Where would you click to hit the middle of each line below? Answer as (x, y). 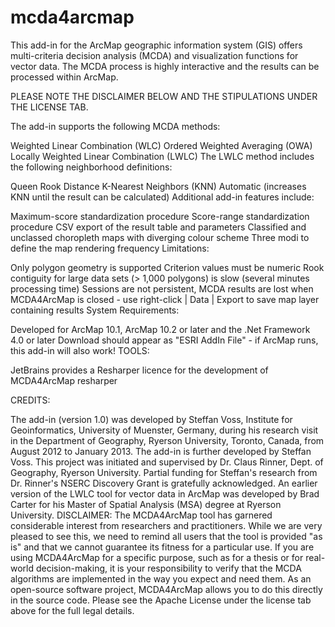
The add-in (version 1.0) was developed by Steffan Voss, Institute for (151, 419)
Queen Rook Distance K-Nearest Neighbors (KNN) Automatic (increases (158, 186)
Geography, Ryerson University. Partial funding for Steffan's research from (164, 472)
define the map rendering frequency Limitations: (110, 248)
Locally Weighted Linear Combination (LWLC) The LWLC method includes (162, 156)
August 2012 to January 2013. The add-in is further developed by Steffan (161, 451)
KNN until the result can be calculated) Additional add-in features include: (162, 197)
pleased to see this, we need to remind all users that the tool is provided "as (166, 536)
